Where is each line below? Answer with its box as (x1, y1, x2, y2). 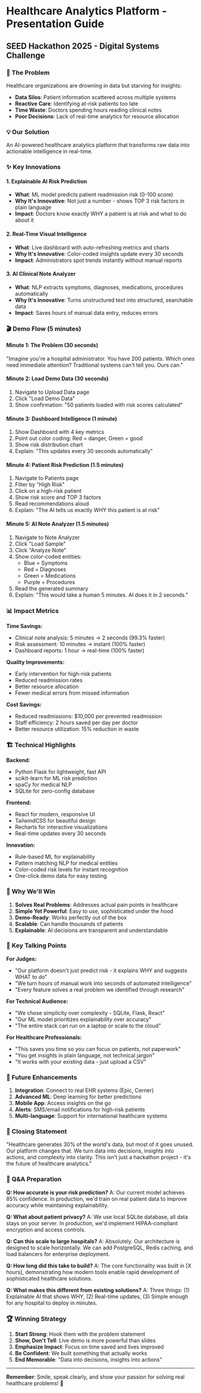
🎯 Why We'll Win (6, 888, 56, 896)
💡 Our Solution (6, 127, 50, 136)
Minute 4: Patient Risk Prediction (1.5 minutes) (6, 461, 124, 468)
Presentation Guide (6, 17, 105, 31)
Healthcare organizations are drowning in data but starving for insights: (6, 82, 182, 89)
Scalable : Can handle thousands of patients (14, 920, 124, 927)
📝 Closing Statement (6, 1127, 67, 1136)
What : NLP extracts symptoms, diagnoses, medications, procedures (14, 284, 184, 291)
